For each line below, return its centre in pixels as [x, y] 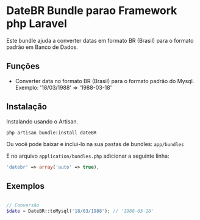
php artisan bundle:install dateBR [52, 133]
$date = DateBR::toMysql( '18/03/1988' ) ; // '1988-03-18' [80, 211]
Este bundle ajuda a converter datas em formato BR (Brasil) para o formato [100, 40]
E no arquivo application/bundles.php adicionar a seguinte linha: [88, 156]
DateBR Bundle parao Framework [92, 11]
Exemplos [25, 186]
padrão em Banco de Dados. [42, 47]
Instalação [27, 107]
